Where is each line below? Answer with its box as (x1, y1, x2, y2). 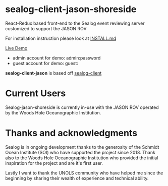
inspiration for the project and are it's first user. (5, 160, 103, 166)
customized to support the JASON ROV (5, 25, 87, 31)
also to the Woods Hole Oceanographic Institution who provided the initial (5, 155, 158, 161)
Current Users (5, 88, 66, 99)
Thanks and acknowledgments (5, 128, 138, 139)
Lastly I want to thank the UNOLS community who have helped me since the (5, 170, 163, 176)
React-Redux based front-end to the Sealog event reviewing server (5, 20, 145, 26)
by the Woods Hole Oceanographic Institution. (5, 109, 101, 115)
